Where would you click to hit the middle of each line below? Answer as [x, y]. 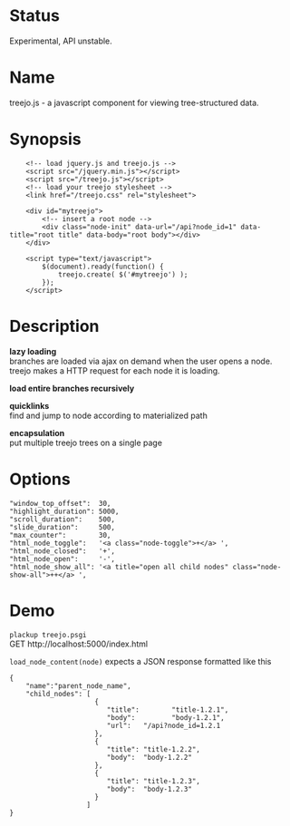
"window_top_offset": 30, [60, 503]
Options [40, 479]
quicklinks [29, 405]
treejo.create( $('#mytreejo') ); [123, 274]
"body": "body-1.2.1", [165, 717]
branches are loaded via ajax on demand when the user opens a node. [141, 361]
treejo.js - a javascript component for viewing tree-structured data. [135, 102]
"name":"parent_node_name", [78, 685]
